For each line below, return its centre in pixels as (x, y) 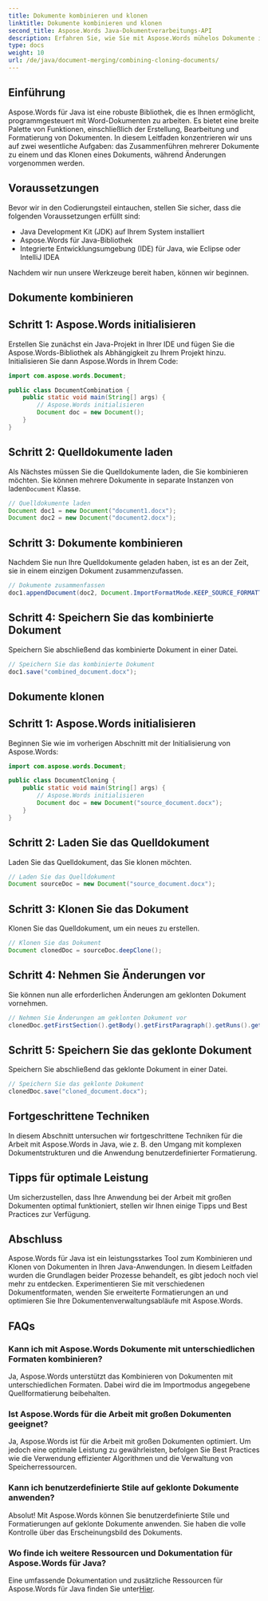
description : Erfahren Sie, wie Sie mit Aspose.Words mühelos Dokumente (132, 38)
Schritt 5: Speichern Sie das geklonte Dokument (130, 1050)
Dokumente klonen (57, 696)
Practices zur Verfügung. (49, 1214)
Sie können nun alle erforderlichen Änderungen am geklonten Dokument (127, 995)
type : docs (26, 46)
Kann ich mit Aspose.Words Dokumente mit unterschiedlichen (132, 1349)
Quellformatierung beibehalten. (59, 1394)
